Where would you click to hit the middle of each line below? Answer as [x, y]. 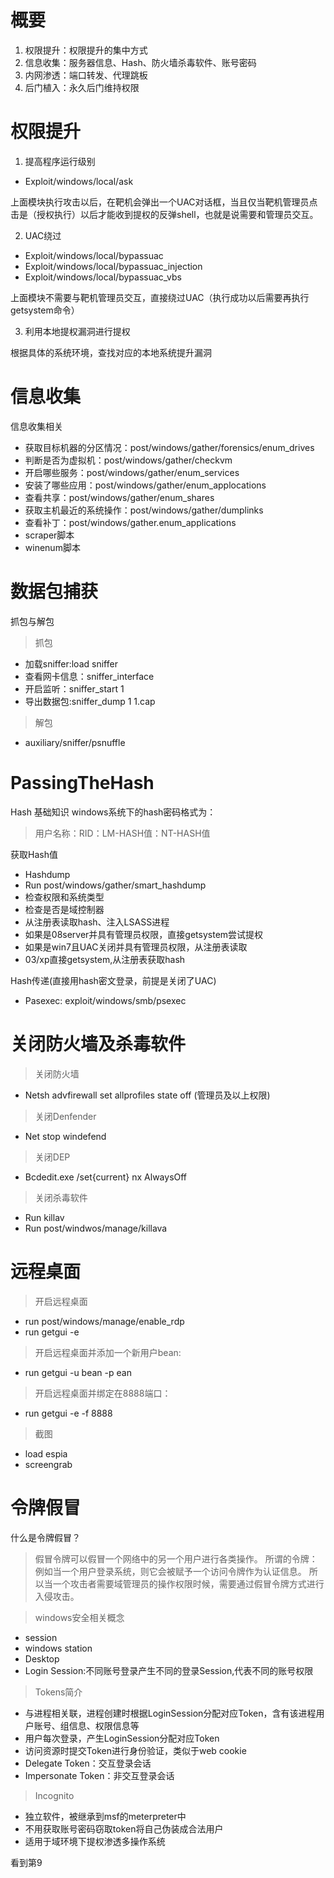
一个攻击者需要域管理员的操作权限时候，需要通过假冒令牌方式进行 [188, 1583]
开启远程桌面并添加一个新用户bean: [108, 1352]
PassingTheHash [82, 782]
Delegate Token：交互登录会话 [88, 1763]
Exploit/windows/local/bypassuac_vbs [103, 277]
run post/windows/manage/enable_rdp [104, 1321]
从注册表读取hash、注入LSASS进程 [97, 922]
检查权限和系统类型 [64, 897]
